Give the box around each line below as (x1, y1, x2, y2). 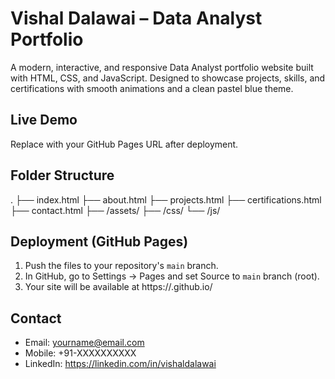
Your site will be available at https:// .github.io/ (24, 281, 213, 293)
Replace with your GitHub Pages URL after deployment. (10, 138, 239, 150)
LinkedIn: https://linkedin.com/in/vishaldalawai (24, 358, 217, 370)
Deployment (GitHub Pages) (10, 233, 189, 250)
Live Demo (10, 112, 78, 129)
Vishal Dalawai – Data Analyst (10, 7, 263, 30)
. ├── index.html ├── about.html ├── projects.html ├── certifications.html (10, 193, 322, 206)
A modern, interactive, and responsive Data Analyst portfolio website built (10, 61, 314, 73)
